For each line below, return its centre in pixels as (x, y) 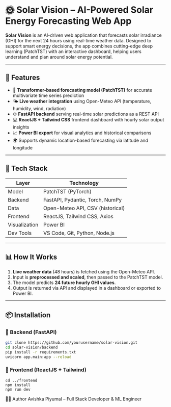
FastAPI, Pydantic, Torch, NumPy (82, 199)
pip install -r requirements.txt (41, 352)
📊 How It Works (31, 257)
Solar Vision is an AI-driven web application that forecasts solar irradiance (83, 35)
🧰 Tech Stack (26, 169)
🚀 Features (23, 78)
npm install (18, 385)
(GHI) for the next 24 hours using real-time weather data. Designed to (78, 40)
